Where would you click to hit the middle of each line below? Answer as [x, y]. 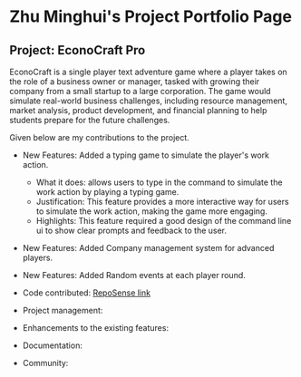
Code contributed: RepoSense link [87, 293]
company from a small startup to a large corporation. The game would [140, 91]
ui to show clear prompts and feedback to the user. [131, 230]
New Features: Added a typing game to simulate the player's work [146, 155]
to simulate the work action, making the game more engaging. [151, 211]
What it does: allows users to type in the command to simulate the [159, 182]
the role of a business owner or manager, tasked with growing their [135, 82]
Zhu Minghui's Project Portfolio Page [151, 17]
